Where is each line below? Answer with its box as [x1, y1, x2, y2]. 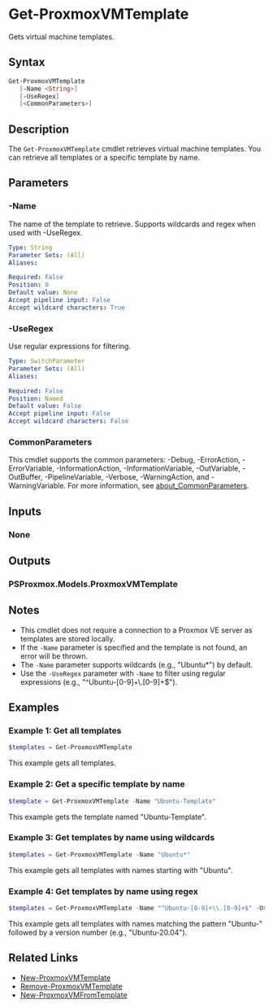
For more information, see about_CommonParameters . [67, 481, 249, 491]
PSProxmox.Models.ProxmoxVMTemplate [8, 578, 179, 589]
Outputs [8, 554, 51, 568]
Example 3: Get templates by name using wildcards [8, 832, 215, 844]
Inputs [8, 504, 42, 518]
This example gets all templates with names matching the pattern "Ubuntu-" [8, 918, 262, 928]
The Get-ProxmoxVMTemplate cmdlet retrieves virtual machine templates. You [8, 144, 262, 154]
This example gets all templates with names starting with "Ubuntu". [8, 865, 233, 875]
